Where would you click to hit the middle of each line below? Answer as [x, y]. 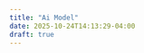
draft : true [32, 34]
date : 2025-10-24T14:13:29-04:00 [72, 26]
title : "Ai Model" [44, 18]
